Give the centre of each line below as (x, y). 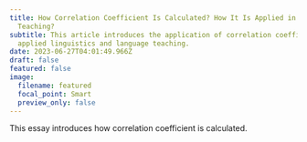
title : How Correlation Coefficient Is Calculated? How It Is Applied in (153, 18)
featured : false (40, 69)
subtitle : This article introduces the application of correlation (141, 35)
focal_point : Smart (55, 94)
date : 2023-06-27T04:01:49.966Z (71, 52)
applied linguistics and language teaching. (104, 43)
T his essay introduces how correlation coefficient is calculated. (129, 128)
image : (22, 77)
